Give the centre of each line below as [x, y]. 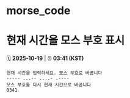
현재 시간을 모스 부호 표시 [66, 41]
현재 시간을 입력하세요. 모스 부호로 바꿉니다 [54, 73]
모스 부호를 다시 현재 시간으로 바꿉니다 [49, 85]
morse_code [38, 11]
